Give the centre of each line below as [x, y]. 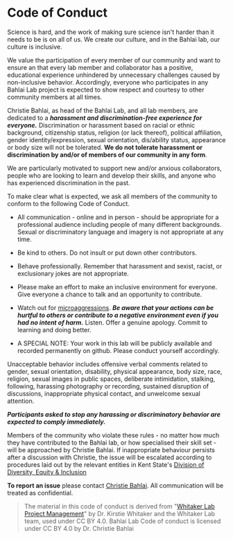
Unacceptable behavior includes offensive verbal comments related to [107, 364]
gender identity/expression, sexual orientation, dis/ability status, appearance [116, 139]
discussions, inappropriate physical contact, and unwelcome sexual [104, 393]
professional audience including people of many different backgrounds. [119, 224]
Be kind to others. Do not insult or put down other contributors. [107, 253]
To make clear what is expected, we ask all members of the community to [112, 196]
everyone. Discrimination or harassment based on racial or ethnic [101, 125]
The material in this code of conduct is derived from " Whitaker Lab [119, 506]
